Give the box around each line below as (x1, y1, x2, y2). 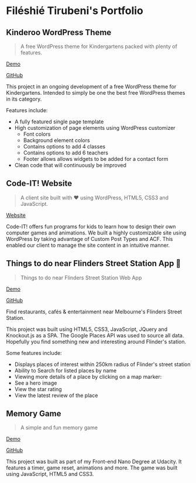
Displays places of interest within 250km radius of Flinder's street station (14, 361, 191, 368)
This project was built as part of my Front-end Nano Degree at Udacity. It (6, 458, 182, 465)
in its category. (6, 95, 42, 102)
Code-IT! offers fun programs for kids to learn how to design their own (6, 223, 176, 230)
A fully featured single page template (14, 118, 104, 125)
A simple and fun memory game (20, 424, 98, 431)
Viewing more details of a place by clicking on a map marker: (14, 373, 162, 380)
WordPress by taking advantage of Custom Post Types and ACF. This (6, 235, 173, 242)
